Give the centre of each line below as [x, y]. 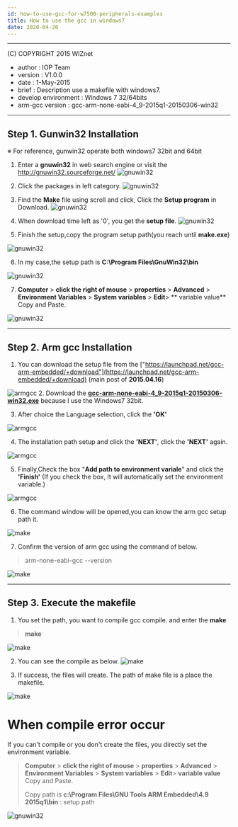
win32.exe [23, 400]
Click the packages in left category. [69, 186]
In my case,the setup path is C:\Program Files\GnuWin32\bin [108, 262]
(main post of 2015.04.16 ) [126, 379]
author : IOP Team [44, 67]
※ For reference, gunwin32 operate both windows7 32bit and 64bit [105, 151]
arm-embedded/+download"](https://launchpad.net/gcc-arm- [108, 372]
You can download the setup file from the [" [81, 364]
